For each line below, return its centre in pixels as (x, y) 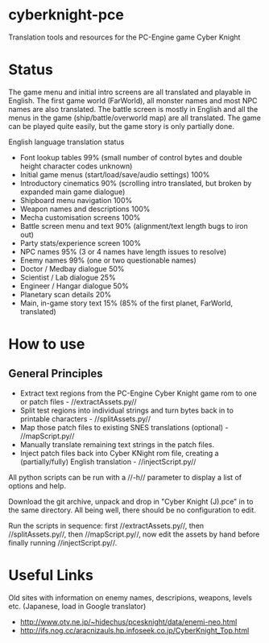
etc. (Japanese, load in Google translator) (77, 606)
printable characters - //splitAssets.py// (85, 419)
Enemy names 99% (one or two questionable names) (108, 260)
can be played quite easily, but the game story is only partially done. (122, 126)
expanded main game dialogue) (72, 192)
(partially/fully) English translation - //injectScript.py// (108, 462)
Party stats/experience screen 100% (81, 243)
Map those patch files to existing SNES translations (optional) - (124, 427)
